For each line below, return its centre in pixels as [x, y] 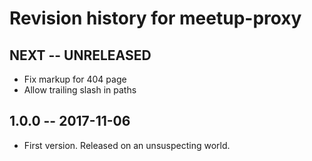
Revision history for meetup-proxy [155, 18]
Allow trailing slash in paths [80, 90]
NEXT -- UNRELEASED [80, 55]
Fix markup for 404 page [75, 79]
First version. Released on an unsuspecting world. [127, 145]
